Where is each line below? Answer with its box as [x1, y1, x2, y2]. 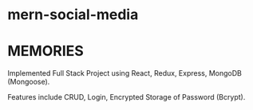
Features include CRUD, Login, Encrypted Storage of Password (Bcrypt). [7, 92, 246, 102]
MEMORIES [7, 42, 85, 61]
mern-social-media [7, 6, 139, 24]
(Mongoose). [7, 77, 50, 87]
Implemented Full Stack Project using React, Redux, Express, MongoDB [7, 69, 243, 78]
